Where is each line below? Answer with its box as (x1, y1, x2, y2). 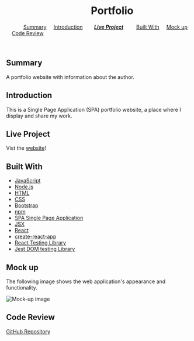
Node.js (14, 183, 34, 191)
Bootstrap (14, 202, 39, 209)
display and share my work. (6, 112, 72, 119)
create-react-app (14, 233, 57, 240)
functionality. (6, 284, 38, 291)
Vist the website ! (6, 144, 47, 151)
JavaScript (14, 177, 41, 184)
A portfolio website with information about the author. (6, 73, 134, 80)
